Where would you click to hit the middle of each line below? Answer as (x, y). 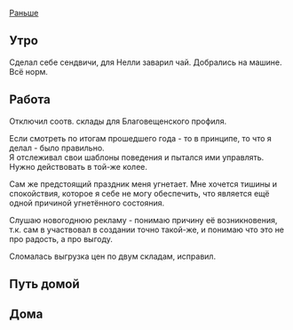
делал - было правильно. (57, 148)
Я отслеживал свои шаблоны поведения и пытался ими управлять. (137, 157)
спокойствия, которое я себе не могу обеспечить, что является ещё (139, 193)
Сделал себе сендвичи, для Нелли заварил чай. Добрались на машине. (146, 62)
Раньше (24, 13)
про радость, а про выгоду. (61, 238)
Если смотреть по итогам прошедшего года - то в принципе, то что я (141, 138)
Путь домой (44, 284)
